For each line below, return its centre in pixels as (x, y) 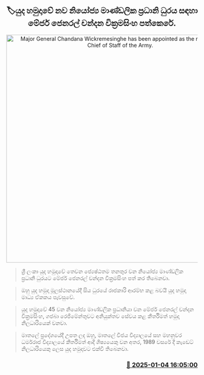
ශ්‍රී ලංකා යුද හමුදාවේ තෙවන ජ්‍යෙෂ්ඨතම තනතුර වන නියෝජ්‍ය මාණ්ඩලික (102, 271)
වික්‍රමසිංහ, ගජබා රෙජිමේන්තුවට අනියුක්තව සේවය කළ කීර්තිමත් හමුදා (100, 316)
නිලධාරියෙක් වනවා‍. (44, 323)
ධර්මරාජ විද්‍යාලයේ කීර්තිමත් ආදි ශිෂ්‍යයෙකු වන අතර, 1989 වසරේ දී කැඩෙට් (107, 342)
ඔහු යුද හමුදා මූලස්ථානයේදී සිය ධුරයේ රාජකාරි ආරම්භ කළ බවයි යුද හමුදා (104, 290)
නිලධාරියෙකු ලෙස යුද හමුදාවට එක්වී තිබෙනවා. (75, 348)
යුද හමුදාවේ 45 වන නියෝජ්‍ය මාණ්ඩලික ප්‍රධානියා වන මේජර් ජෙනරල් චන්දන (107, 309)
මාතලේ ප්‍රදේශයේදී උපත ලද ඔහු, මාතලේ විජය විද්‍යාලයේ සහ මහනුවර (101, 335)
